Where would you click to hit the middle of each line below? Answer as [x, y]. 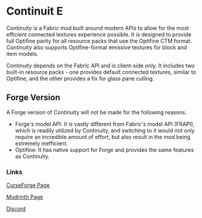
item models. [22, 53]
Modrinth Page [25, 197]
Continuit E [35, 11]
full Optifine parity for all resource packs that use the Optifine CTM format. [99, 41]
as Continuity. [32, 156]
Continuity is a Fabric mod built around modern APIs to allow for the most [98, 28]
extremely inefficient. [41, 143]
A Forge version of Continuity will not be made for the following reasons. [96, 112]
